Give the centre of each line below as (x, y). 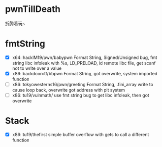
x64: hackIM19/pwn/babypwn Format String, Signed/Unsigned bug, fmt (85, 57)
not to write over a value (37, 68)
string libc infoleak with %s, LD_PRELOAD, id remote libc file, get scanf (84, 63)
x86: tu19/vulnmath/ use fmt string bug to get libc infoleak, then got (81, 96)
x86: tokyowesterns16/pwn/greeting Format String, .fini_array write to (83, 84)
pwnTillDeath (33, 9)
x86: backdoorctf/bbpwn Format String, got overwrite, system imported (85, 73)
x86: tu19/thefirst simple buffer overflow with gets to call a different (81, 135)
